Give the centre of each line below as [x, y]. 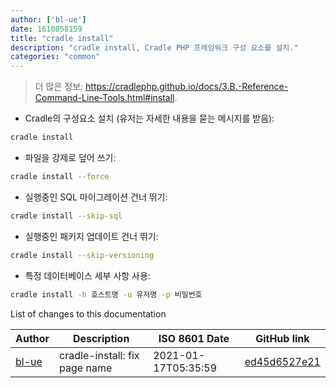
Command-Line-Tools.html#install [104, 98]
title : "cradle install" [62, 38]
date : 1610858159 [46, 29]
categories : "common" [55, 57]
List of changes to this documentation [88, 313]
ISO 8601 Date [194, 338]
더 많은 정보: [59, 87]
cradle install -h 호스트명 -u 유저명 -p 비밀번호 [106, 294]
